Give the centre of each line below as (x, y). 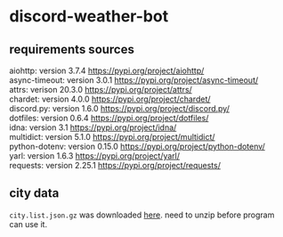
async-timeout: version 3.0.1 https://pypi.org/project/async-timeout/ (134, 80)
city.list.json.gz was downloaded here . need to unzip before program (142, 215)
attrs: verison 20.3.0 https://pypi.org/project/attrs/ (101, 90)
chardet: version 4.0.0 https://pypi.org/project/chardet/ (110, 99)
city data (34, 193)
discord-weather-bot (89, 16)
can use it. (28, 224)
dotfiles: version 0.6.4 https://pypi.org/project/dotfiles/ (109, 118)
